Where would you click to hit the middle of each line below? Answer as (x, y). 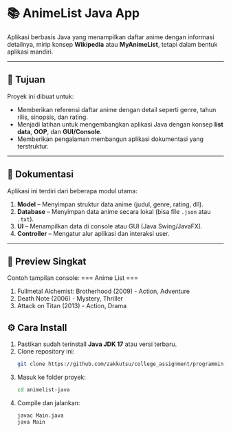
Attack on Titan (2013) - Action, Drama (72, 306)
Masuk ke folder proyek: (51, 377)
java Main (31, 422)
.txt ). (25, 219)
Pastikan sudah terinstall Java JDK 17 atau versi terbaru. (97, 344)
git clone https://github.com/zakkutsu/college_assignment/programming (122, 364)
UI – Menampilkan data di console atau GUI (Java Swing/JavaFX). (110, 226)
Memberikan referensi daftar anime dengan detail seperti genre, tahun (117, 109)
